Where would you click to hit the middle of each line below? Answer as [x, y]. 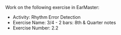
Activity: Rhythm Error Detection [46, 17]
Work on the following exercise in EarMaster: [52, 7]
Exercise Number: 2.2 [35, 28]
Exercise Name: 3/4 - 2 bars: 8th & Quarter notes [64, 23]
